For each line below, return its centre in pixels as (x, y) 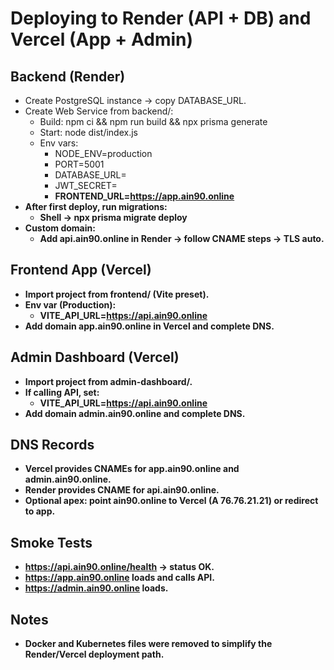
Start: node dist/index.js (88, 132)
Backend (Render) (68, 76)
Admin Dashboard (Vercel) (95, 357)
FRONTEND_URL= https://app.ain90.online (144, 196)
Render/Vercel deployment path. (94, 654)
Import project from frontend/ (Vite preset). (117, 294)
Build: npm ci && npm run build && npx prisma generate (153, 121)
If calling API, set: (62, 392)
